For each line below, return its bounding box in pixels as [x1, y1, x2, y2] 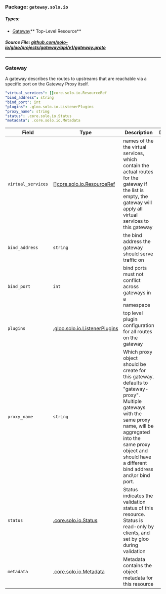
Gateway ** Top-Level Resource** [12, 28, 82, 34]
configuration [123, 322, 155, 329]
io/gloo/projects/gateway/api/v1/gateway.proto [5, 44, 106, 50]
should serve [123, 250, 153, 257]
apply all [123, 205, 143, 212]
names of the [123, 137, 154, 144]
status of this [123, 505, 153, 512]
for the [123, 174, 139, 181]
